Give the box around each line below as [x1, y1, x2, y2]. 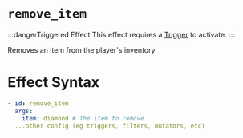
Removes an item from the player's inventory [7, 45, 156, 54]
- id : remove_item [7, 99, 69, 108]
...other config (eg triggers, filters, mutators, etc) [14, 122, 205, 130]
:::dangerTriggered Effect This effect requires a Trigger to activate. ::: [7, 30, 236, 39]
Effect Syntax [7, 73, 100, 92]
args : [14, 107, 34, 115]
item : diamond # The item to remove [22, 114, 145, 122]
